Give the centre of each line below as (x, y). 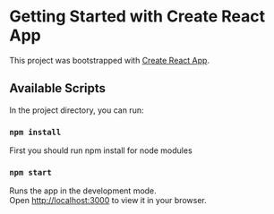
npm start (30, 172)
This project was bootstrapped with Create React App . (110, 60)
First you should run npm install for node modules (101, 150)
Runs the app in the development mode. (83, 191)
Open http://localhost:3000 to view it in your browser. (108, 201)
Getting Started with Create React (137, 17)
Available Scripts (57, 88)
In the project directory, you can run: (77, 110)
